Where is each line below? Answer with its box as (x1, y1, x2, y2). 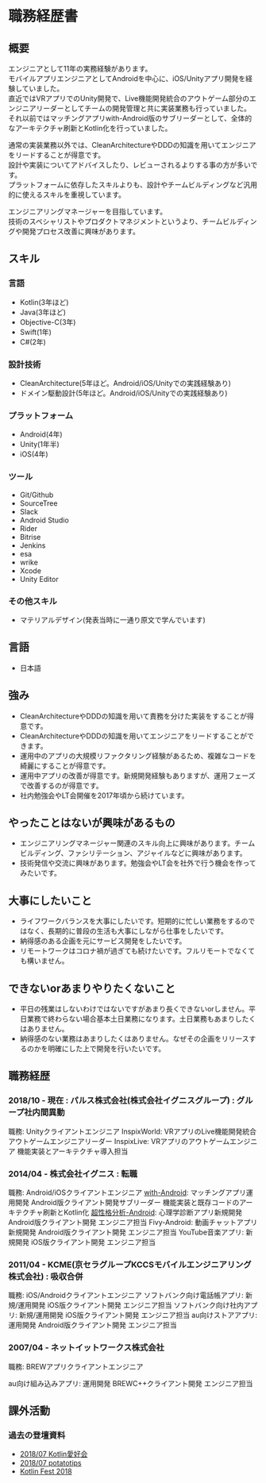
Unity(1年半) (19, 440, 60, 449)
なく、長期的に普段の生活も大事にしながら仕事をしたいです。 (26, 926, 228, 936)
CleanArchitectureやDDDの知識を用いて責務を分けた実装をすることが (19, 711, 248, 721)
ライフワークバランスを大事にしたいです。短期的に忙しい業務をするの (19, 916, 249, 926)
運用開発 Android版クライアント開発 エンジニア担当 (8, 1320, 177, 1330)
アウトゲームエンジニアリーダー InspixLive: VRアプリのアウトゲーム (8, 1136, 230, 1146)
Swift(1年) (19, 327, 52, 337)
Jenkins (19, 541, 46, 550)
